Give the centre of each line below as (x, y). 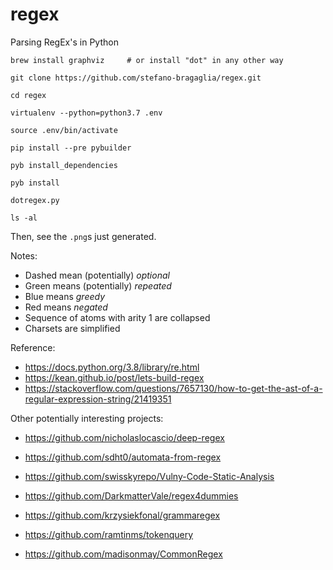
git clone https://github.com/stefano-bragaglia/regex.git (136, 78)
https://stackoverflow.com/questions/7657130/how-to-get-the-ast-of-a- (173, 388)
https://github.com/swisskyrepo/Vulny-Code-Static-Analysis (149, 476)
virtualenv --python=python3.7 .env (86, 113)
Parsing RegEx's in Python (64, 42)
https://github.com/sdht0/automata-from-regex (123, 457)
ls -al (24, 218)
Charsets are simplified (72, 328)
